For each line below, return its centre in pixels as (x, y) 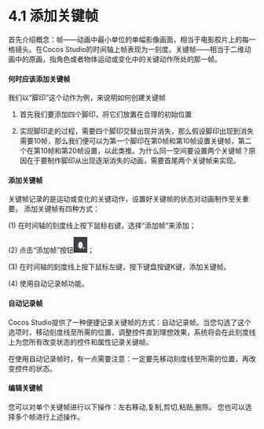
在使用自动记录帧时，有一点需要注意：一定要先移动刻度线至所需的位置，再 (128, 358)
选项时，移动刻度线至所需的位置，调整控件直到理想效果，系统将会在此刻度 (128, 332)
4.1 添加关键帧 (53, 16)
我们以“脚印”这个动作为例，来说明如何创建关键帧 (87, 98)
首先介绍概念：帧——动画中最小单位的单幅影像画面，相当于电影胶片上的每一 (132, 39)
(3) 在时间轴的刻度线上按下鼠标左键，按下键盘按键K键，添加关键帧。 (119, 267)
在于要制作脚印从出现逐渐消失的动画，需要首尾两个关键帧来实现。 (133, 161)
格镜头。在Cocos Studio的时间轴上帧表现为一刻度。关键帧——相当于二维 (126, 49)
